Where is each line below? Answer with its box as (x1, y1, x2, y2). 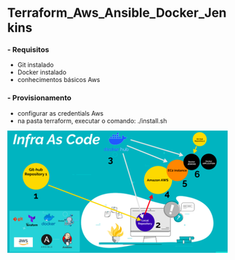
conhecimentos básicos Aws (17, 76, 100, 84)
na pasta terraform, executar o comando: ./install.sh (17, 116, 167, 125)
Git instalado (17, 61, 54, 69)
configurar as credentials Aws (17, 109, 104, 117)
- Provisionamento (7, 93, 72, 103)
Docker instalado (17, 68, 66, 76)
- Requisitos (7, 45, 50, 55)
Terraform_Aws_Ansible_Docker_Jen (7, 5, 227, 21)
